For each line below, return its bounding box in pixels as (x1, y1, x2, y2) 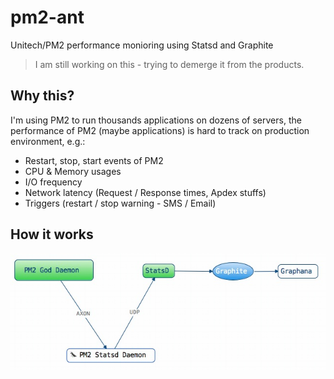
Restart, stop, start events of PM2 (24, 154, 164, 166)
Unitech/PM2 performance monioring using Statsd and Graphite (10, 39, 274, 51)
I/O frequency (24, 176, 83, 188)
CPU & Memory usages (24, 165, 122, 177)
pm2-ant (10, 6, 85, 29)
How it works (10, 226, 94, 243)
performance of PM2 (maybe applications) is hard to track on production (10, 124, 310, 136)
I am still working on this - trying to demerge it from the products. (34, 58, 305, 70)
